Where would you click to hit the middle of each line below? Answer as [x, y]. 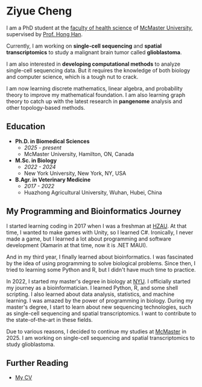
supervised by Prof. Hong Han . [45, 34]
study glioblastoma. [31, 344]
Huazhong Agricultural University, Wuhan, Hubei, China [93, 192]
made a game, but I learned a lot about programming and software [89, 239]
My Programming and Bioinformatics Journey [94, 211]
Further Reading [37, 363]
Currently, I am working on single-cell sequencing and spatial [84, 46]
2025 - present [43, 147]
